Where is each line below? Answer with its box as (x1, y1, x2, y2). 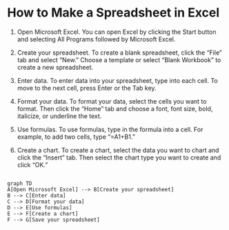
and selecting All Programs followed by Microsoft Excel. (17, 35, 176, 43)
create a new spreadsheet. (17, 63, 94, 71)
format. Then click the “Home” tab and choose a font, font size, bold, (17, 104, 213, 113)
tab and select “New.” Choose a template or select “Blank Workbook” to (17, 55, 221, 64)
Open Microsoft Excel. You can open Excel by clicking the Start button (17, 28, 217, 36)
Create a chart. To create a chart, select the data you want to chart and (17, 146, 219, 154)
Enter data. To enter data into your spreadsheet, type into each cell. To (17, 76, 219, 84)
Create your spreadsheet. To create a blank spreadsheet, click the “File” (17, 48, 222, 57)
